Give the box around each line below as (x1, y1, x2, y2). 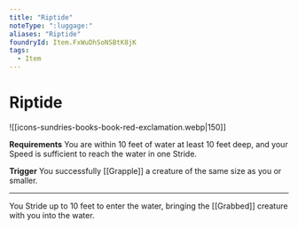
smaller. (9, 175, 38, 186)
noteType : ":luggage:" (9, 21, 93, 30)
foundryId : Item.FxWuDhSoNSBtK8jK (9, 37, 137, 47)
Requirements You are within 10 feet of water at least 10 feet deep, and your (9, 138, 288, 149)
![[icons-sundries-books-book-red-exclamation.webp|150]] (9, 122, 226, 132)
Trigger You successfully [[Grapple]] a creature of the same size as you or (9, 165, 282, 176)
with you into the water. (9, 209, 95, 220)
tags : (9, 46, 29, 55)
